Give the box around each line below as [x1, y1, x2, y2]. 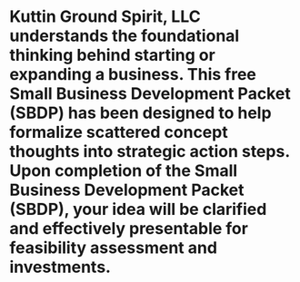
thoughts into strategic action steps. [9, 141, 290, 162]
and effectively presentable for [9, 219, 248, 239]
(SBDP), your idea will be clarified [9, 199, 267, 219]
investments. [9, 257, 112, 277]
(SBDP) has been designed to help [9, 102, 272, 123]
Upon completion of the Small [9, 160, 238, 181]
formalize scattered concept [9, 122, 229, 142]
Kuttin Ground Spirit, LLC [9, 6, 202, 27]
